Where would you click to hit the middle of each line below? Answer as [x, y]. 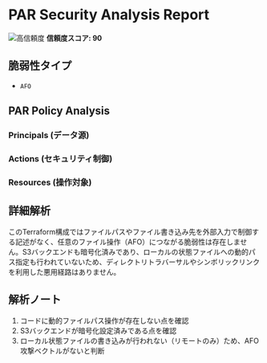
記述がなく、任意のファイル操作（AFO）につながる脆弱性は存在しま [127, 242]
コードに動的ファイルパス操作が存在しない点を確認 [104, 320]
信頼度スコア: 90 [74, 38]
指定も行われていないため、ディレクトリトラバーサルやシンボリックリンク [138, 262]
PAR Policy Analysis [59, 111]
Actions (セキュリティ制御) [61, 158]
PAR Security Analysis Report [109, 15]
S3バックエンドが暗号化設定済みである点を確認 [98, 330]
